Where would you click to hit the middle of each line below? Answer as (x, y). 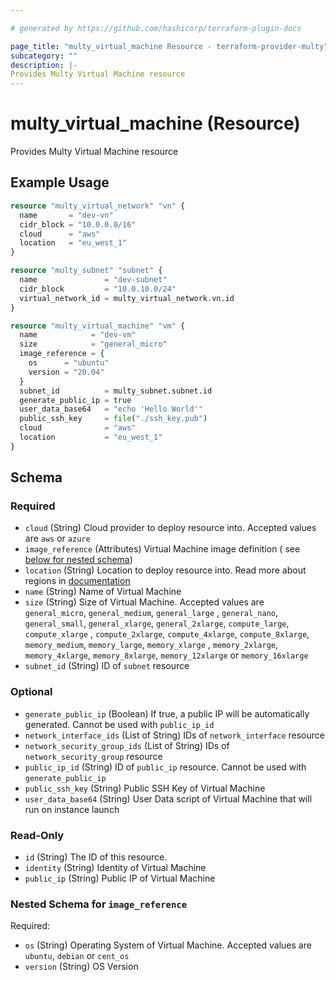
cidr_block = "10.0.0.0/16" (78, 224)
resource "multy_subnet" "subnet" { (86, 271)
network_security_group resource (93, 756)
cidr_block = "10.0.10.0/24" (98, 289)
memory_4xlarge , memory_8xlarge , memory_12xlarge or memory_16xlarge (166, 655)
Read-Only (37, 835)
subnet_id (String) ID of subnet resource (107, 666)
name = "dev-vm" (78, 335)
